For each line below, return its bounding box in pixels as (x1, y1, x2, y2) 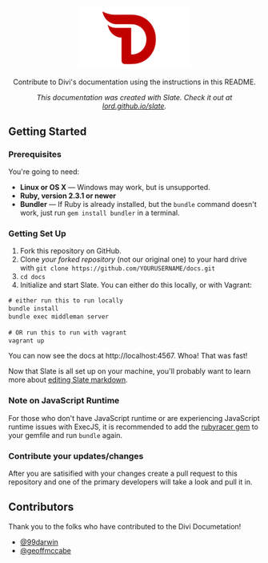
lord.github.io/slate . (102, 101, 166, 111)
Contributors (8, 500, 74, 514)
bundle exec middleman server (8, 313, 110, 321)
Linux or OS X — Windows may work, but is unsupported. (19, 183, 210, 192)
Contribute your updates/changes (8, 450, 144, 461)
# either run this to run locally (8, 297, 124, 305)
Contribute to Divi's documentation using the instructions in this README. (13, 77, 256, 87)
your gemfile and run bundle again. (8, 430, 122, 439)
